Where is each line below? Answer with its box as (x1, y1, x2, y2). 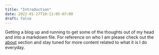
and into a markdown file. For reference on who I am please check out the (5, 34, 154, 40)
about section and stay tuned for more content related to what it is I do (5, 40, 147, 45)
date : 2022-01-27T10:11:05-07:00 (5, 12, 73, 16)
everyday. (5, 44, 25, 51)
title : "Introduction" (5, 7, 51, 12)
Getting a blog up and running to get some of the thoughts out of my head (5, 29, 154, 35)
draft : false (5, 16, 32, 21)
